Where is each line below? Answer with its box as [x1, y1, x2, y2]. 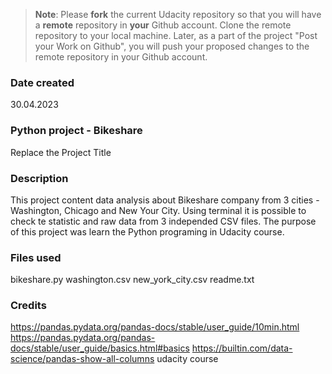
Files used [10, 250, 62, 264]
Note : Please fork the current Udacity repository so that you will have [34, 9, 322, 20]
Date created [10, 75, 75, 89]
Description [10, 171, 69, 185]
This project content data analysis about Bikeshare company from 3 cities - [10, 194, 320, 206]
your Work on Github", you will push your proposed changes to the [34, 40, 310, 52]
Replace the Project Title [10, 146, 112, 158]
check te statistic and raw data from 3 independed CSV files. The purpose [10, 215, 317, 227]
